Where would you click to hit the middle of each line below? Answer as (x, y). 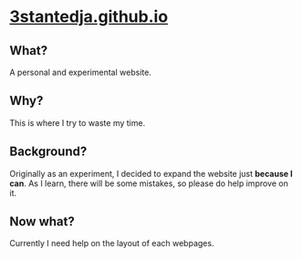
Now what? (42, 222)
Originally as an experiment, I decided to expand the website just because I (151, 173)
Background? (48, 152)
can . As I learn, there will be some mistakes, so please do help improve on (149, 183)
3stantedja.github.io (89, 17)
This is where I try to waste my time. (78, 123)
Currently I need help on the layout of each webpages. (112, 243)
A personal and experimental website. (81, 72)
